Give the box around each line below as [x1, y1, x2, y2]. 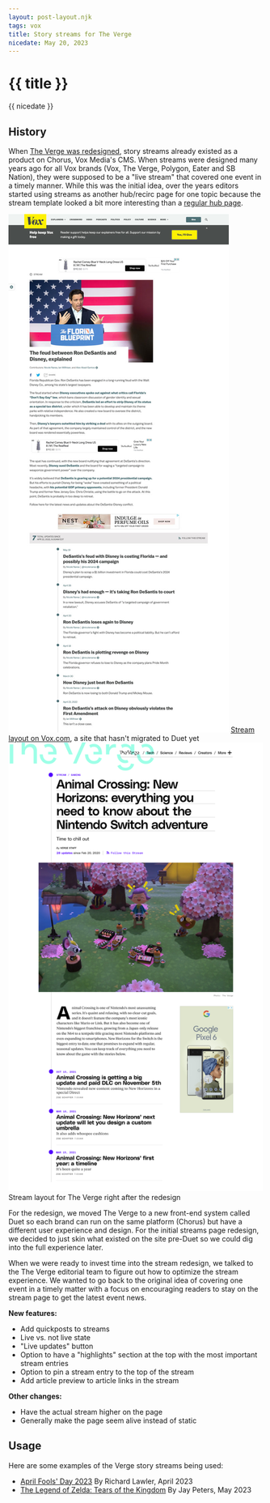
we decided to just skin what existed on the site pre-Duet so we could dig [8, 1233, 253, 1243]
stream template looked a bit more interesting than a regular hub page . [8, 198, 244, 207]
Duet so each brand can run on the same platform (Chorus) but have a [8, 1216, 243, 1226]
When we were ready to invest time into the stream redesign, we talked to [8, 1258, 254, 1267]
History [8, 125, 47, 138]
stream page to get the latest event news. [8, 1292, 147, 1302]
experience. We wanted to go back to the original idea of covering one [8, 1275, 243, 1285]
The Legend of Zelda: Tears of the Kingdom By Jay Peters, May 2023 [19, 1484, 252, 1494]
